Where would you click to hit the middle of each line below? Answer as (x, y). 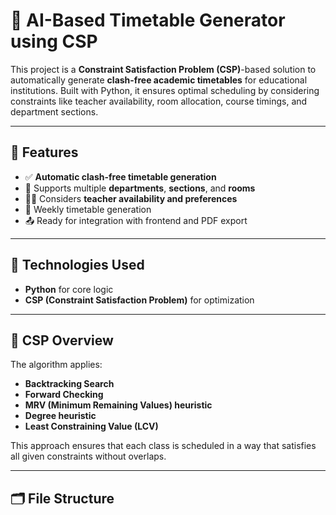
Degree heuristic (60, 416)
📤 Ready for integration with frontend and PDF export (136, 220)
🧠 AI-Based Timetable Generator (148, 20)
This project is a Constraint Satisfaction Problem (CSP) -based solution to (163, 69)
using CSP (54, 41)
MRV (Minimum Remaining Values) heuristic (118, 405)
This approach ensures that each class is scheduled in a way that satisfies (163, 446)
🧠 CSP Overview (62, 340)
